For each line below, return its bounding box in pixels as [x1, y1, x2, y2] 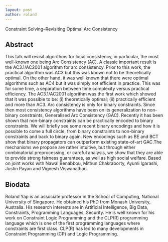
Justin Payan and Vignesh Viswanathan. [5, 166, 88, 172]
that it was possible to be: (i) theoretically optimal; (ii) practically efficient [5, 96, 155, 102]
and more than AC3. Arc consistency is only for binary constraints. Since [5, 101, 155, 108]
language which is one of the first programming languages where [5, 220, 140, 226]
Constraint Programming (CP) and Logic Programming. [5, 231, 119, 237]
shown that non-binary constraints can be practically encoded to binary [5, 117, 154, 124]
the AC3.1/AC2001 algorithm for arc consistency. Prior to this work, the [5, 64, 150, 70]
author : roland [5, 12, 37, 17]
